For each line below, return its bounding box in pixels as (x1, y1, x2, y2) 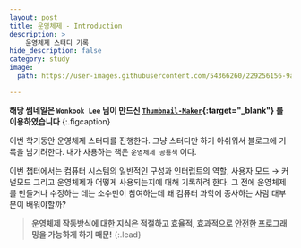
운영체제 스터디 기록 (25, 38, 90, 47)
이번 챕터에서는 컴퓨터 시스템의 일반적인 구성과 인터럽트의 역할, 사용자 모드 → (9, 165, 279, 175)
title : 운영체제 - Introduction (9, 21, 123, 30)
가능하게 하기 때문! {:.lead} (47, 229, 142, 240)
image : (9, 64, 34, 73)
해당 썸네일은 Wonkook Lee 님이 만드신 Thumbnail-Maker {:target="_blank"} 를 (9, 105, 284, 115)
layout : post (9, 13, 58, 22)
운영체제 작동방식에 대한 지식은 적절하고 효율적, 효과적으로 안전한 (30, 218, 257, 228)
